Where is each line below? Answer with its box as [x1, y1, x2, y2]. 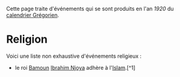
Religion [6, 32, 48, 46]
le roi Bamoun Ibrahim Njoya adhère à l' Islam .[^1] [14, 64, 136, 71]
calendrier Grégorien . [6, 11, 59, 19]
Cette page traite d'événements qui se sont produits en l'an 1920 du [6, 5, 174, 12]
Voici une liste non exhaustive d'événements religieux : [6, 52, 142, 60]
